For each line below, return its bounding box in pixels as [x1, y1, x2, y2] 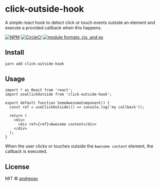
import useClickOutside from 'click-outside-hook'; [5, 92, 112, 97]
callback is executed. [5, 148, 48, 154]
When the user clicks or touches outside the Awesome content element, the [5, 143, 154, 149]
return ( [9, 113, 27, 118]
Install [5, 48, 24, 57]
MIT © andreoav [5, 176, 38, 182]
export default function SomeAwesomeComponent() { [5, 101, 110, 105]
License [5, 163, 30, 171]
